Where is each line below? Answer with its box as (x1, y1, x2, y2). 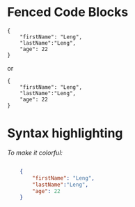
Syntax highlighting (7, 125, 123, 141)
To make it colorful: (7, 148, 63, 157)
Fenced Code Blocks (7, 4, 129, 20)
